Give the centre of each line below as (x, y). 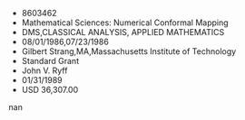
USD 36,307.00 (50, 90)
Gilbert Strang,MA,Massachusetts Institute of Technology (129, 51)
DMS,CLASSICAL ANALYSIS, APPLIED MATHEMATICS (123, 32)
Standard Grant (50, 61)
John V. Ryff (44, 70)
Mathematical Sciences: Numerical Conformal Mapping (125, 23)
